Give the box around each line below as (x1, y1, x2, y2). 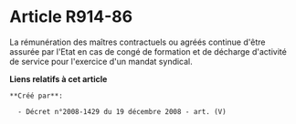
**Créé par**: (9, 91, 64, 100)
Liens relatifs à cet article (9, 73, 108, 84)
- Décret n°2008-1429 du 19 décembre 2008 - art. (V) (17, 107, 227, 116)
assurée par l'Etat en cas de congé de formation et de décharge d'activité (9, 46, 288, 57)
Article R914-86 (9, 6, 133, 27)
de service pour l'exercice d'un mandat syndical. (9, 56, 194, 67)
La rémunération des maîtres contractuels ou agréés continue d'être (9, 36, 266, 47)
